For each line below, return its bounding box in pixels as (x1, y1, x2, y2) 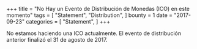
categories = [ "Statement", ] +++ (26, 18, 111, 25)
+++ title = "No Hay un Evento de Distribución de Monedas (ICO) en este (6, 5, 190, 12)
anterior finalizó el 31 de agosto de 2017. (6, 36, 108, 43)
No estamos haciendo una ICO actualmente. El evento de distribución (6, 30, 182, 37)
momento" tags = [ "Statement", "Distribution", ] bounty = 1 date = (6, 11, 173, 19)
